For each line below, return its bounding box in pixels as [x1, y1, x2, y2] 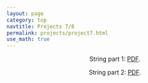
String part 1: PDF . [89, 55, 141, 63]
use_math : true [6, 36, 50, 43]
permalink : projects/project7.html [6, 29, 109, 37]
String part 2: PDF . [88, 68, 142, 77]
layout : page [6, 10, 44, 17]
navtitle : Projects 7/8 [6, 23, 75, 30]
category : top [6, 17, 47, 24]
